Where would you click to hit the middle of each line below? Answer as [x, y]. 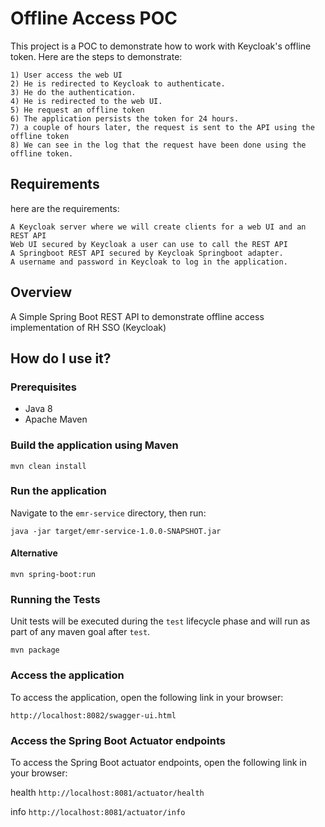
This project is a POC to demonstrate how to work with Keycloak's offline [161, 46]
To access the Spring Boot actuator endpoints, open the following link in [159, 762]
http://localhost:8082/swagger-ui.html [93, 715]
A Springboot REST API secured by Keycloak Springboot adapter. [147, 253]
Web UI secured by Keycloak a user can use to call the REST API [149, 244]
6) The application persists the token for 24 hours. [125, 118]
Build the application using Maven [94, 445]
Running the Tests [55, 599]
